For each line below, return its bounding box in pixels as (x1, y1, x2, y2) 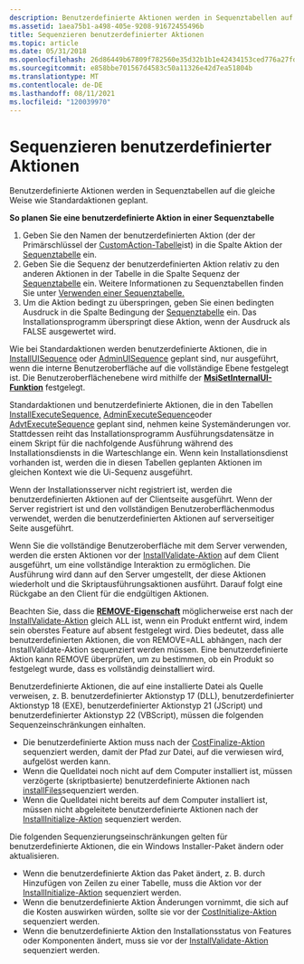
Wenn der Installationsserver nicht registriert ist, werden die (9, 485, 233, 496)
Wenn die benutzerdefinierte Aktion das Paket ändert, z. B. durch (22, 868, 265, 879)
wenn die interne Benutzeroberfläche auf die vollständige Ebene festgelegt (9, 363, 290, 373)
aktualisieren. (9, 851, 60, 862)
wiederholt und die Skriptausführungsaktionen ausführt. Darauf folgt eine (9, 579, 283, 590)
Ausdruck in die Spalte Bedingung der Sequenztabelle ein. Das (22, 307, 257, 317)
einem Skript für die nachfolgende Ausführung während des (9, 438, 233, 449)
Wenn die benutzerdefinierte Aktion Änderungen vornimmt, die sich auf (22, 897, 290, 908)
